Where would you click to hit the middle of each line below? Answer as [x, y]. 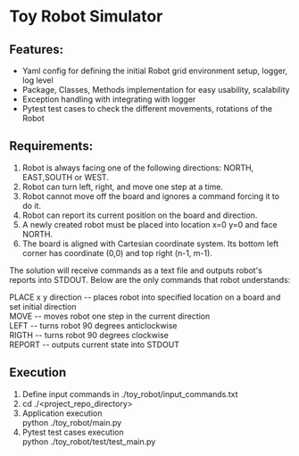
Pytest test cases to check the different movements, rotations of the [147, 108]
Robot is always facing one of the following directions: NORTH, [138, 168]
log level [37, 80]
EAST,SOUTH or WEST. [66, 177]
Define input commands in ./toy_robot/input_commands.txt [130, 394]
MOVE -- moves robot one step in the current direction [110, 316]
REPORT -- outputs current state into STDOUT [95, 344]
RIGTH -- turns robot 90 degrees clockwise [89, 335]
